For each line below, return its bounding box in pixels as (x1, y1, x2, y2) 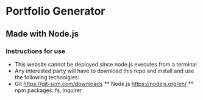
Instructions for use (5, 47, 65, 55)
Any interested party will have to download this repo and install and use (14, 67, 194, 74)
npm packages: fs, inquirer (14, 87, 82, 94)
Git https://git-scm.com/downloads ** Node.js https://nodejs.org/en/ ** (14, 80, 194, 87)
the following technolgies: (14, 73, 80, 80)
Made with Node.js (5, 29, 79, 39)
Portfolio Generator (5, 4, 105, 18)
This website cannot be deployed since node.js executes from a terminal (14, 60, 198, 68)
